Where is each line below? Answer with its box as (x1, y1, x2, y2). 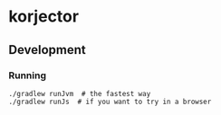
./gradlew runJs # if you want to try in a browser (8, 97, 212, 106)
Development (8, 42, 87, 57)
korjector (8, 6, 79, 27)
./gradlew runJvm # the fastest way (8, 89, 151, 98)
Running (8, 69, 47, 82)
